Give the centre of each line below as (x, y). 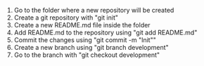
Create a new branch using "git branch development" (91, 47)
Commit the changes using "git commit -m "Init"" (85, 40)
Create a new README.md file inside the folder (82, 25)
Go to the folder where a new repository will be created (94, 10)
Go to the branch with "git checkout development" (87, 55)
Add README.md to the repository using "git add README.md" (106, 32)
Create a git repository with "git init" (66, 18)
